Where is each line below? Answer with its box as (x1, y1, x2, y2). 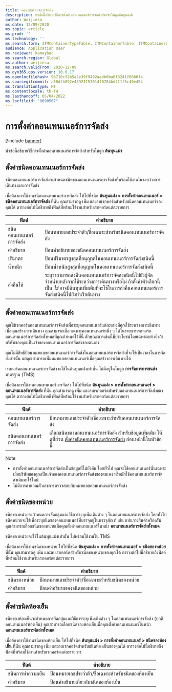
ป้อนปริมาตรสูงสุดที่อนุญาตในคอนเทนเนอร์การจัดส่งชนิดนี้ (45, 255, 155, 262)
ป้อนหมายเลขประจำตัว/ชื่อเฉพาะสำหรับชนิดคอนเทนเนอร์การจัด (45, 229, 164, 235)
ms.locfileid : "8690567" (5, 98, 58, 103)
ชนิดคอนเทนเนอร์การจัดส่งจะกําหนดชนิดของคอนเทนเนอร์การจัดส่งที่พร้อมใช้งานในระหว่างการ (5, 177, 161, 182)
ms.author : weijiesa (5, 60, 50, 65)
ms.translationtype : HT (5, 84, 56, 89)
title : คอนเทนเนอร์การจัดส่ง (5, 7, 53, 13)
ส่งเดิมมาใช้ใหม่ (12, 476, 39, 483)
